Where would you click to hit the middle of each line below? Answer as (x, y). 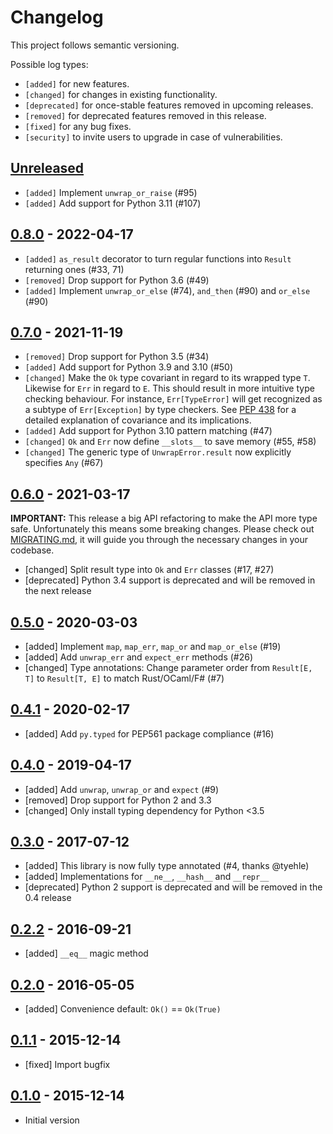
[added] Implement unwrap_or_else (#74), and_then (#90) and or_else (167, 290)
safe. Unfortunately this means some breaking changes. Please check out (162, 529)
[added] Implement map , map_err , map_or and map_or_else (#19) (153, 646)
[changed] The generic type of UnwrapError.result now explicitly (158, 452)
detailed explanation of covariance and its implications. (138, 420)
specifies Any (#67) (64, 463)
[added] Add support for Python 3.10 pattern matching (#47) (148, 431)
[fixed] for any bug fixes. (78, 126)
